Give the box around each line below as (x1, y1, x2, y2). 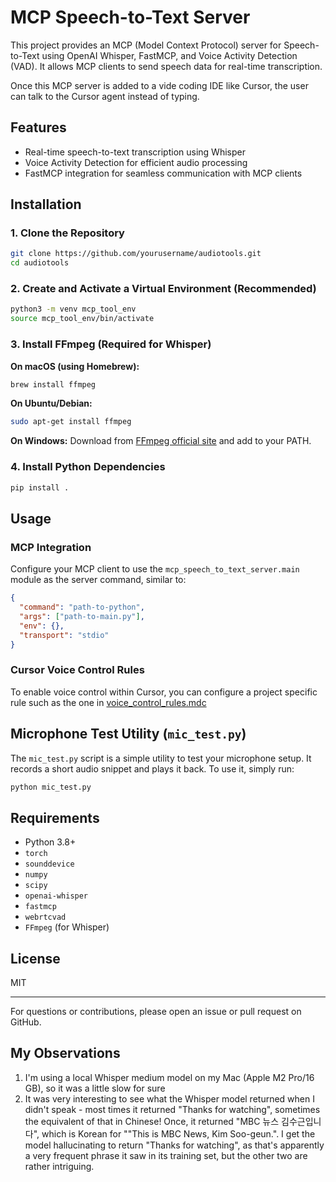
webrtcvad (24, 912, 67, 923)
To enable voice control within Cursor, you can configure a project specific (10, 686, 318, 698)
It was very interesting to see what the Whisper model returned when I (24, 1092, 315, 1105)
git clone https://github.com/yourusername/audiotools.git (10, 249, 262, 259)
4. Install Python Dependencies (10, 460, 166, 474)
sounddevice (24, 859, 75, 870)
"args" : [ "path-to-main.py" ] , (19, 611, 145, 621)
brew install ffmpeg (10, 379, 97, 390)
